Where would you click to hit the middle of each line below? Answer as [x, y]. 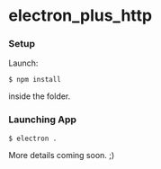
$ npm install [35, 80]
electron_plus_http [80, 16]
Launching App [43, 120]
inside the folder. [40, 96]
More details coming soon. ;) [62, 155]
